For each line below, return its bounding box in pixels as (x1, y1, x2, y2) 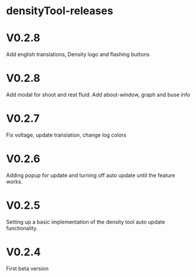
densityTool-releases (6, 4, 113, 18)
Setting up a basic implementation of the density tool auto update (6, 218, 165, 226)
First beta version (6, 265, 49, 272)
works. (6, 178, 23, 185)
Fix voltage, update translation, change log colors (6, 131, 127, 138)
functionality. (6, 224, 38, 231)
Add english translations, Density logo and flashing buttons (6, 51, 150, 58)
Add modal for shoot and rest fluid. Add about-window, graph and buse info (6, 91, 191, 98)
